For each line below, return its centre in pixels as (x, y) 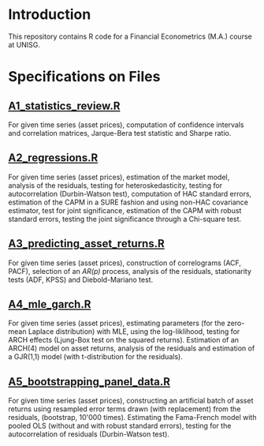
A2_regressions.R (53, 158)
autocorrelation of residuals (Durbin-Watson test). (89, 434)
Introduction (50, 15)
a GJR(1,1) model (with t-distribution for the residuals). (95, 357)
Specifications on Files (84, 77)
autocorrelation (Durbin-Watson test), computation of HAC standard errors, (130, 193)
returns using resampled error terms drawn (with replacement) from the (125, 409)
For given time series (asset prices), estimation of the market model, (119, 177)
